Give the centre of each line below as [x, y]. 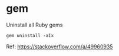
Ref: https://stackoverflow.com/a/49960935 [59, 47]
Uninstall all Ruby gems [34, 25]
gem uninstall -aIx [30, 35]
